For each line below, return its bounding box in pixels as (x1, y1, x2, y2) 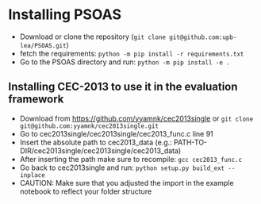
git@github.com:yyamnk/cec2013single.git (19, 121, 159, 130)
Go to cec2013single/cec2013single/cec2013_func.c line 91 (19, 129, 214, 138)
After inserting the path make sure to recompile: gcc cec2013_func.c (19, 154, 243, 164)
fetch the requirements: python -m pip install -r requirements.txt (19, 48, 244, 58)
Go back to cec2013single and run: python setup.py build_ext (19, 163, 225, 172)
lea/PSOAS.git (19, 41, 67, 49)
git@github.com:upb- (169, 33, 237, 41)
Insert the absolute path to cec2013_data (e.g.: (19, 137, 172, 147)
